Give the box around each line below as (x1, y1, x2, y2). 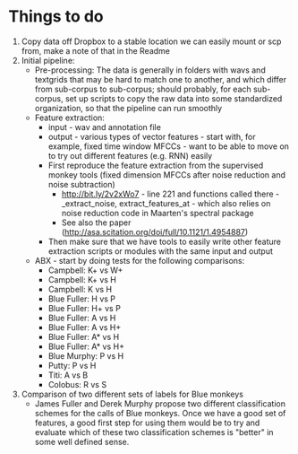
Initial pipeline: (21, 55, 75, 65)
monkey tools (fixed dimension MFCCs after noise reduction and (47, 169, 285, 180)
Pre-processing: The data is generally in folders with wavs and (34, 65, 266, 75)
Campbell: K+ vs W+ (47, 265, 123, 275)
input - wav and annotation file (47, 121, 162, 132)
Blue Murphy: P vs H (47, 350, 124, 361)
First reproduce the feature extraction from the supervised (47, 160, 264, 170)
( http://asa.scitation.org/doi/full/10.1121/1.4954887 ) (61, 226, 249, 237)
